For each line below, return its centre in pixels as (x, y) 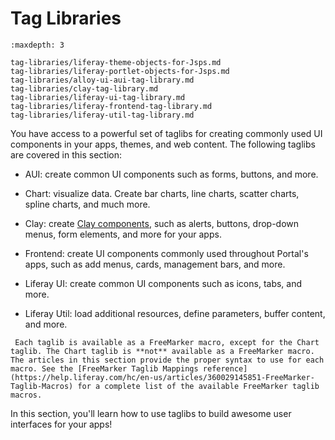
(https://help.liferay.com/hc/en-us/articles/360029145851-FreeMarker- (162, 377)
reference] (225, 368)
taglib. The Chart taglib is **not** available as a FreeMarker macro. (162, 351)
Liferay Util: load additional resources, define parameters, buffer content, (175, 313)
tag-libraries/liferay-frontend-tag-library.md (111, 106)
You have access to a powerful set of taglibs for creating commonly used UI (166, 133)
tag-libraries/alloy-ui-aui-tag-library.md (102, 80)
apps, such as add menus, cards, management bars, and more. (155, 264)
